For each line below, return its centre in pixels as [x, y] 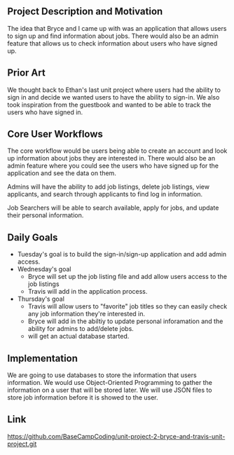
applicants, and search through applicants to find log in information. [105, 194]
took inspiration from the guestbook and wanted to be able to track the [109, 104]
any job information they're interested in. [87, 314]
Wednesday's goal [44, 269]
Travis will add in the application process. [88, 292]
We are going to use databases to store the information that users [102, 375]
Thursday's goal [41, 299]
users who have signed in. [45, 112]
